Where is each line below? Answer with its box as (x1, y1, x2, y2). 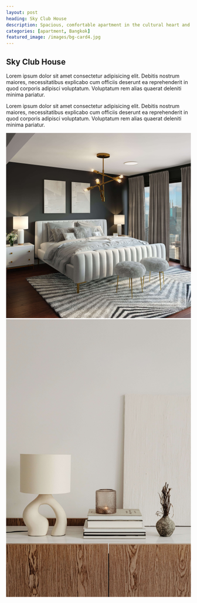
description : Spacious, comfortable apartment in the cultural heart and (6, 22, 191, 28)
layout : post (6, 9, 38, 15)
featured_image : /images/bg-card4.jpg (6, 34, 101, 41)
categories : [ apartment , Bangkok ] (6, 28, 91, 34)
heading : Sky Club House (6, 15, 67, 22)
